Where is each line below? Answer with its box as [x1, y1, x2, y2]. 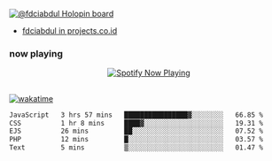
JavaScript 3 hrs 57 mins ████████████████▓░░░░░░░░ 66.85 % [9, 111, 264, 119]
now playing [9, 47, 64, 59]
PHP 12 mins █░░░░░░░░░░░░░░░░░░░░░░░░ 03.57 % [9, 135, 264, 144]
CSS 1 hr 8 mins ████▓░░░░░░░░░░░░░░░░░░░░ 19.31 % [9, 119, 264, 127]
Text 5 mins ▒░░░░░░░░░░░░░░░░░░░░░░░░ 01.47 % [9, 143, 264, 152]
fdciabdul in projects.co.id [21, 26, 118, 35]
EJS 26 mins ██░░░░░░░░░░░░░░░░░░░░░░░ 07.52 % [9, 126, 264, 136]
